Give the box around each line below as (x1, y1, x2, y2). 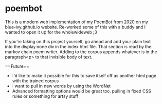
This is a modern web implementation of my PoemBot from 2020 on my (5, 19, 148, 25)
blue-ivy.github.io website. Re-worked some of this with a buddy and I (5, 24, 146, 30)
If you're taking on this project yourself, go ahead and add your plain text (5, 38, 151, 44)
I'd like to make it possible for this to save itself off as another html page (12, 73, 157, 78)
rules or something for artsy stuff (12, 93, 79, 99)
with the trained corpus (12, 78, 59, 84)
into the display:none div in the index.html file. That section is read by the (5, 44, 152, 49)
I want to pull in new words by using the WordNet (12, 83, 111, 89)
